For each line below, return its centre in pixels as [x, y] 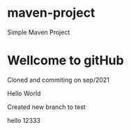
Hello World [24, 93]
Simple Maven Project [39, 32]
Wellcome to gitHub [65, 60]
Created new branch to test [46, 107]
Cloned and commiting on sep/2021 [59, 80]
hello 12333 [24, 120]
